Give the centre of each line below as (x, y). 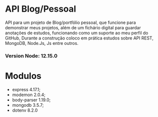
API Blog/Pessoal (41, 9)
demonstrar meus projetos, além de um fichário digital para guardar (73, 27)
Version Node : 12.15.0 (31, 56)
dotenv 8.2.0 (25, 110)
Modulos (23, 76)
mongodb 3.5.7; (28, 105)
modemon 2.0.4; (29, 95)
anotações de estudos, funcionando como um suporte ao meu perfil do (77, 33)
